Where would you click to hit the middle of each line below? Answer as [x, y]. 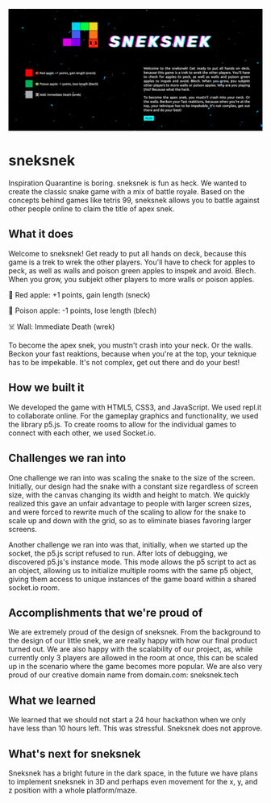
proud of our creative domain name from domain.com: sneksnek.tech [124, 675]
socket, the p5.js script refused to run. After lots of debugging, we [118, 553]
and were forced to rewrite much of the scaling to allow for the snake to [127, 512]
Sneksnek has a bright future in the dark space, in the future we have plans [133, 773]
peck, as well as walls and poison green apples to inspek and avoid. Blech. [132, 270]
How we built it [46, 388]
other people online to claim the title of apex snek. [92, 209]
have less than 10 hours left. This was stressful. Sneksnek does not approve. [135, 728]
